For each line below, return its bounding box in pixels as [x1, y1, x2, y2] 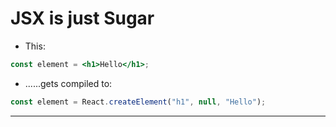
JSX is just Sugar [10, 7, 155, 30]
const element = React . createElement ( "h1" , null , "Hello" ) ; [10, 97, 267, 107]
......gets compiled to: [24, 77, 113, 89]
